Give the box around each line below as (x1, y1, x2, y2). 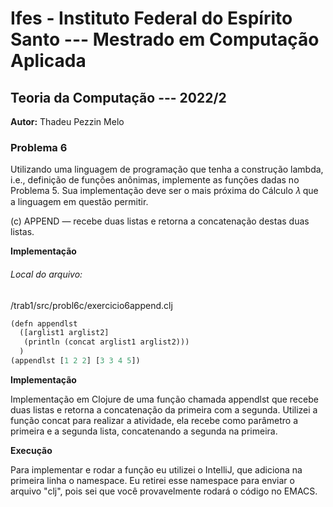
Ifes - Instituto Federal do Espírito (10, 7, 293, 30)
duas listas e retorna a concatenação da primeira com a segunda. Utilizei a (10, 403, 318, 416)
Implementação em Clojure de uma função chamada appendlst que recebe (10, 393, 319, 405)
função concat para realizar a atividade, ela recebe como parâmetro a (10, 414, 298, 426)
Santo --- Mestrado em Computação (10, 28, 320, 51)
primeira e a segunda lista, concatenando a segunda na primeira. (10, 425, 278, 437)
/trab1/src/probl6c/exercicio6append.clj (10, 299, 173, 311)
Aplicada (10, 50, 87, 72)
